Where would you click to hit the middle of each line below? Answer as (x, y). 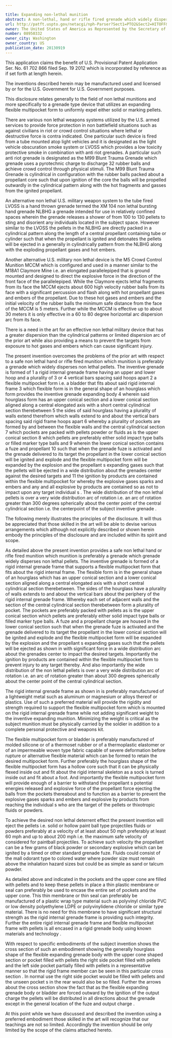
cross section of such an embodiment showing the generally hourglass (80, 949)
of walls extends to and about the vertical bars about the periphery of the (83, 594)
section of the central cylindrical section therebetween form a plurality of (82, 605)
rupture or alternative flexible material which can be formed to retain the (81, 756)
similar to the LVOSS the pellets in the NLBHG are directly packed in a (79, 228)
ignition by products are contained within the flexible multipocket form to (82, 659)
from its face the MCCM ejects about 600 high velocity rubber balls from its (85, 287)
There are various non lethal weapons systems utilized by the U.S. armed (82, 120)
